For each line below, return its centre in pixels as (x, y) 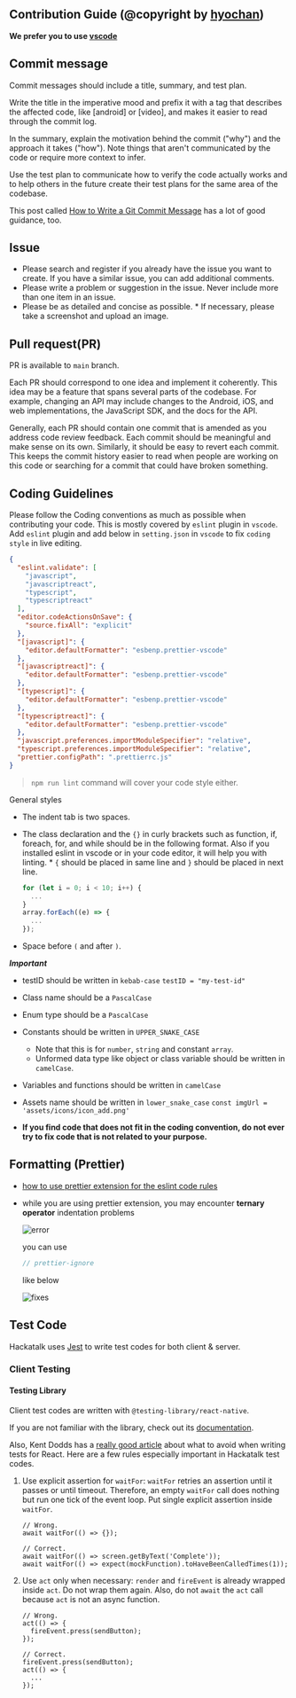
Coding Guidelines (61, 493)
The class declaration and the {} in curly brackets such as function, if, (149, 833)
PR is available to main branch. (64, 365)
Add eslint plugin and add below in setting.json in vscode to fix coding (140, 534)
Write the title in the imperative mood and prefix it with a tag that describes (146, 102)
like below (40, 1279)
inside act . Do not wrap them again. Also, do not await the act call (143, 1590)
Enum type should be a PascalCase (85, 1015)
